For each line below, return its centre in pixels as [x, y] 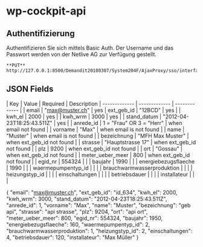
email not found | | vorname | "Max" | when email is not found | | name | [95, 129]
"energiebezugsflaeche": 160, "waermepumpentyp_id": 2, [78, 224]
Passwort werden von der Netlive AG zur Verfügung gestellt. [82, 54]
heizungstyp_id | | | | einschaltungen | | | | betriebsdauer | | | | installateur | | [101, 174]
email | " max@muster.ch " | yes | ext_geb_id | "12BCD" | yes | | [104, 110]
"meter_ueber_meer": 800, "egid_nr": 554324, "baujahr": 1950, [85, 218]
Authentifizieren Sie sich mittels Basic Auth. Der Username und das [90, 48]
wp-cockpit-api [46, 11]
